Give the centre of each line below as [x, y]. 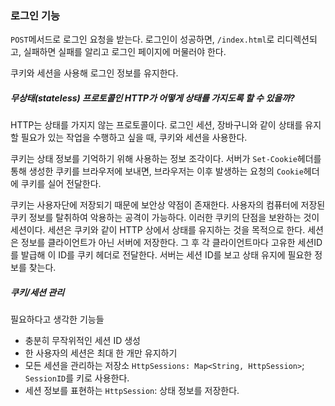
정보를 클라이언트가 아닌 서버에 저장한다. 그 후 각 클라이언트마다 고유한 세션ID [171, 243]
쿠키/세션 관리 [37, 292]
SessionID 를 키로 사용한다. [77, 378]
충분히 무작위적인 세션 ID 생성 [82, 341]
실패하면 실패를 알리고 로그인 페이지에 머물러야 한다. [125, 52]
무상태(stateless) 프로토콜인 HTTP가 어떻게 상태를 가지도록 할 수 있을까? [152, 98]
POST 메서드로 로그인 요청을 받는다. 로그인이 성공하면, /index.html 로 [142, 39]
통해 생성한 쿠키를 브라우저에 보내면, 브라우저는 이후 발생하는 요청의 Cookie [157, 171]
